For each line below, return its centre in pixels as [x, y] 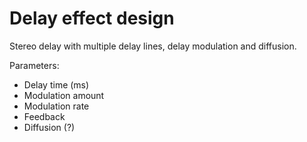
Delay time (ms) [56, 84]
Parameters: [34, 65]
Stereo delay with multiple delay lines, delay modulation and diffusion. [153, 46]
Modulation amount [64, 95]
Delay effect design [92, 18]
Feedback [44, 116]
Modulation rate [56, 106]
